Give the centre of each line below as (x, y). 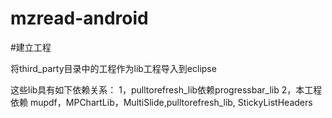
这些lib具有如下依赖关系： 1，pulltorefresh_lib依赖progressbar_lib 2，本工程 (166, 89)
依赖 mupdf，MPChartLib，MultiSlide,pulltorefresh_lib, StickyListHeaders (161, 102)
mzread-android (79, 18)
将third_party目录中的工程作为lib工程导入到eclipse (113, 68)
